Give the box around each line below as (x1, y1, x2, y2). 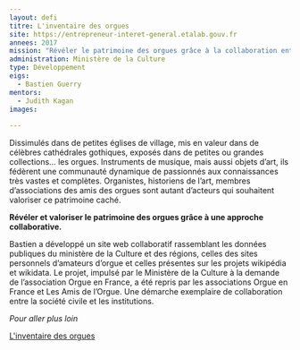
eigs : (9, 72, 29, 81)
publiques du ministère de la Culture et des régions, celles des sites (9, 248, 258, 260)
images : (9, 105, 38, 114)
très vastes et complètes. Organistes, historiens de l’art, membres (9, 175, 251, 186)
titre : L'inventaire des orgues (9, 21, 129, 30)
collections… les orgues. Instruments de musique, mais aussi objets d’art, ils (9, 157, 288, 167)
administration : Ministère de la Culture (9, 55, 166, 64)
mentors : (9, 88, 42, 97)
